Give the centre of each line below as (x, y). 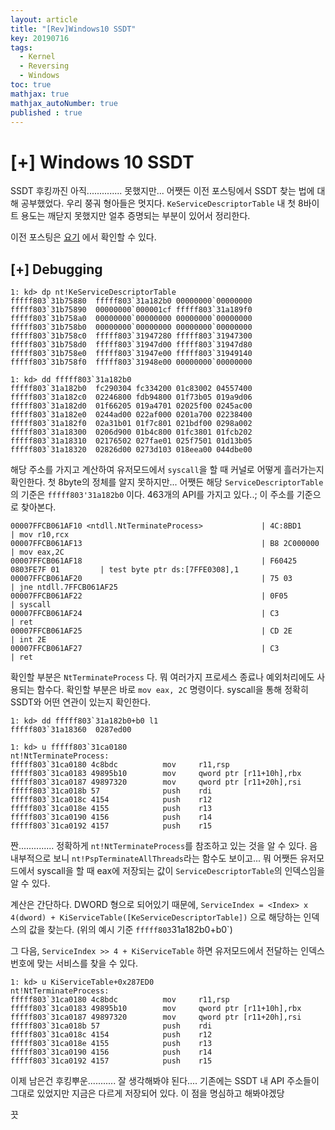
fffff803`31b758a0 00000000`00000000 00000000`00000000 (131, 319)
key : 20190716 (40, 38)
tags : (21, 47)
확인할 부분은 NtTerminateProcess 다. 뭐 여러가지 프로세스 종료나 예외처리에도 (162, 677)
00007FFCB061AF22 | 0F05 (149, 596)
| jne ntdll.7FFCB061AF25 (64, 587)
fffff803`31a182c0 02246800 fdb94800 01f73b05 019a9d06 (131, 397)
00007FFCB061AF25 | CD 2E (151, 631)
